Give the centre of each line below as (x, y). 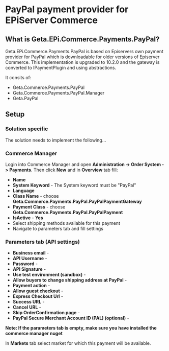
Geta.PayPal (25, 98)
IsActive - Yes (28, 218)
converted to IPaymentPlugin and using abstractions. (61, 68)
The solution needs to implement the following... (56, 140)
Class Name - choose (36, 196)
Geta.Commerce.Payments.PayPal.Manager (59, 93)
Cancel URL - (27, 307)
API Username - (30, 259)
